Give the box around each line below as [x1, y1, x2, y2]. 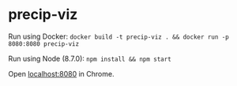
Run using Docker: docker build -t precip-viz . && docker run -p [8, 32, 229, 41]
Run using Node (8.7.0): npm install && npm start [8, 54, 171, 63]
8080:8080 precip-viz [8, 39, 80, 48]
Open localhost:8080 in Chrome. [8, 69, 115, 78]
